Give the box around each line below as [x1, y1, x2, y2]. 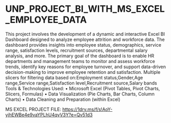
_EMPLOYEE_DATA [5, 14, 87, 26]
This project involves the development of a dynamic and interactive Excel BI [5, 31, 165, 37]
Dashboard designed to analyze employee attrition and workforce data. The [5, 36, 165, 43]
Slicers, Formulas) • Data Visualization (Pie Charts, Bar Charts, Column [5, 91, 155, 97]
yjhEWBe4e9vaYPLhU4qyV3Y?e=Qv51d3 [5, 111, 93, 118]
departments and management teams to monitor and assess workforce [5, 58, 155, 64]
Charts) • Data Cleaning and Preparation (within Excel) [5, 96, 121, 102]
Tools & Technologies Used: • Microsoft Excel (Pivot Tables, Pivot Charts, [5, 85, 160, 91]
